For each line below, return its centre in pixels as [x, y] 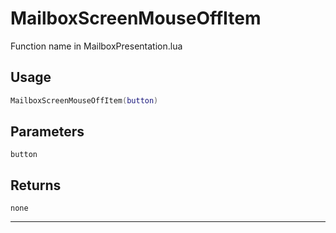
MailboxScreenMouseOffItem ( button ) [84, 100]
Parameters [47, 132]
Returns [36, 185]
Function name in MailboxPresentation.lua [96, 46]
